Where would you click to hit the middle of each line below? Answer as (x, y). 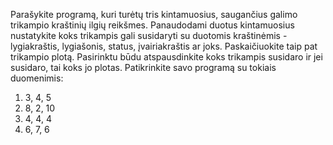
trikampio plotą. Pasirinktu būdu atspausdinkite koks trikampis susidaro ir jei (166, 57)
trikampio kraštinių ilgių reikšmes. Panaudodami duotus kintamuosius (152, 25)
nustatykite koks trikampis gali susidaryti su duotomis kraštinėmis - (149, 35)
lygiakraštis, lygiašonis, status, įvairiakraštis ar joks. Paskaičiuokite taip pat (164, 46)
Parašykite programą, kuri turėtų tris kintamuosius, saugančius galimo (154, 14)
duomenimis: (37, 78)
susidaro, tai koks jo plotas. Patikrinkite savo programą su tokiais (143, 67)
